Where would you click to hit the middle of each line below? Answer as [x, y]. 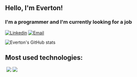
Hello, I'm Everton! [34, 8]
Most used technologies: [44, 58]
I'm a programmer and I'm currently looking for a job [68, 22]
